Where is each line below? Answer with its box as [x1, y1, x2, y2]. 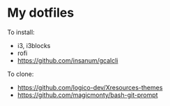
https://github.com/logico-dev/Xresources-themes [17, 83, 163, 91]
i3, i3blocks [17, 41, 51, 50]
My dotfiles [7, 5, 75, 21]
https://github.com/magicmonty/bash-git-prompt [17, 91, 158, 99]
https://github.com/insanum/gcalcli [17, 56, 118, 64]
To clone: [7, 70, 34, 78]
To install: [7, 28, 35, 36]
